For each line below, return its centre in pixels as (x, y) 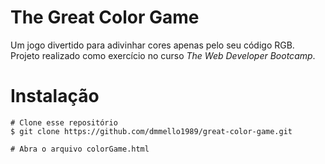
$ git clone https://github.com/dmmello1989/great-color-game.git (151, 131)
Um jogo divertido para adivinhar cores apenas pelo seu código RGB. (152, 45)
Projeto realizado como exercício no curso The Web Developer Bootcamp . (163, 55)
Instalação (55, 96)
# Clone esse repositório (64, 122)
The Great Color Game (105, 17)
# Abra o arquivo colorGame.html (80, 149)
